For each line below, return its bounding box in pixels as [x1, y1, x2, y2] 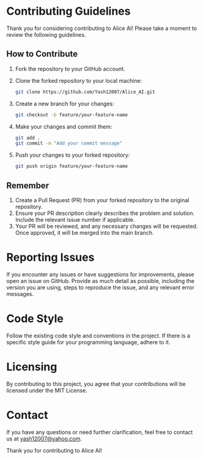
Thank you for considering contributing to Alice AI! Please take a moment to [6, 25, 197, 32]
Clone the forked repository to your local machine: [15, 77, 142, 84]
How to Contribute [6, 49, 78, 59]
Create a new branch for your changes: [15, 100, 114, 107]
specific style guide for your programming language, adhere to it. [6, 338, 171, 345]
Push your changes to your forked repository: [15, 151, 130, 159]
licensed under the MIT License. [6, 386, 87, 394]
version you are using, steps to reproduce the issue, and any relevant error [6, 284, 194, 291]
